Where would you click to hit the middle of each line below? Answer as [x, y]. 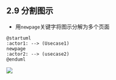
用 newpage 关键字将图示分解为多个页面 [62, 27]
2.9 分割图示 [30, 11]
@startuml [19, 38]
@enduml [16, 59]
